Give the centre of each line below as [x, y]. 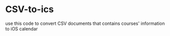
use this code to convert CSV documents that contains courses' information [85, 23]
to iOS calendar [22, 28]
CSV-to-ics [30, 9]
